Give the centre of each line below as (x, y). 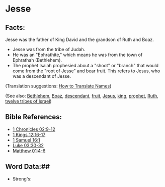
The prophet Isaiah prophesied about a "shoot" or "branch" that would (86, 65)
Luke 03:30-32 (28, 145)
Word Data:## (28, 167)
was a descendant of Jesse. (42, 76)
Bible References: (33, 117)
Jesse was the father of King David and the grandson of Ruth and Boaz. (80, 39)
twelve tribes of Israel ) (28, 101)
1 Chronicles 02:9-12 (34, 129)
